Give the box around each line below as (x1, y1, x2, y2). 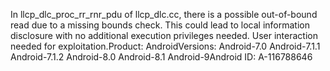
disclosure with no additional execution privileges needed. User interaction (10, 30, 318, 41)
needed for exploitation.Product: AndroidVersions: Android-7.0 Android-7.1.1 (10, 40, 321, 52)
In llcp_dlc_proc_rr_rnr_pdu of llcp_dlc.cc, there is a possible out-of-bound (10, 9, 318, 20)
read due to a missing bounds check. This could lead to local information (10, 19, 310, 31)
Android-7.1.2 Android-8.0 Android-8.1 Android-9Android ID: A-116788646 (10, 51, 313, 63)
